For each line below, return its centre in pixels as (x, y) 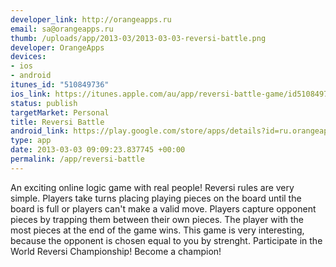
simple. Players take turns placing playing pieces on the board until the (156, 198)
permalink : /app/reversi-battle (77, 159)
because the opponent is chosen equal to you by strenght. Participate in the (166, 240)
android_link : (40, 131)
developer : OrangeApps (57, 47)
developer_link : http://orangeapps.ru (91, 19)
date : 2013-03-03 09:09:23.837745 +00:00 (98, 150)
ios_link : (31, 94)
